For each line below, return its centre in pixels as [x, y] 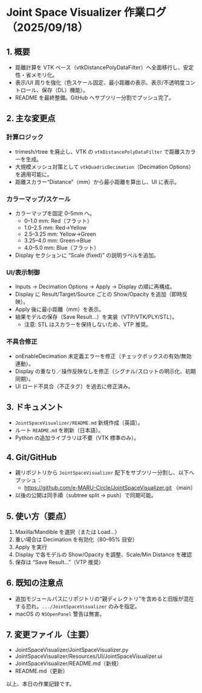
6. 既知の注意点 [35, 583]
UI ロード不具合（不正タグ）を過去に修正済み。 [74, 386]
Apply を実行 [31, 547]
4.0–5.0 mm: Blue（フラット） [62, 247]
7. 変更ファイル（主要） [50, 635]
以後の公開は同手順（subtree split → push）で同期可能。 [86, 495]
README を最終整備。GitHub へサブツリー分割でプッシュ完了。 [94, 98]
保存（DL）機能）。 [65, 90]
